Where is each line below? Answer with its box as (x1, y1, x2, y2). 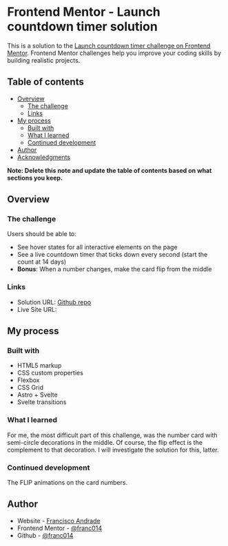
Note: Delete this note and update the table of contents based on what (7, 166, 212, 174)
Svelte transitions (17, 398, 67, 406)
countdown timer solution (7, 19, 158, 34)
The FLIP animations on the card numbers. (7, 479, 128, 487)
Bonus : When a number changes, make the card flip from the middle (17, 265, 212, 273)
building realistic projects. (7, 56, 81, 64)
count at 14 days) (17, 258, 67, 266)
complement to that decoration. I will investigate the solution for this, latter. (7, 445, 219, 454)
